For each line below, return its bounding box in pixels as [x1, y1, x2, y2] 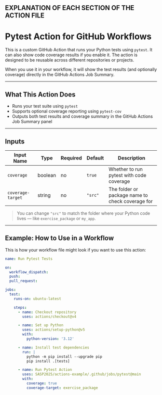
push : [9, 274, 21, 279]
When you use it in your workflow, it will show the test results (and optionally [5, 66, 157, 72]
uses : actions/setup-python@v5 [22, 327, 85, 332]
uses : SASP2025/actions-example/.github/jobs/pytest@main [22, 372, 141, 377]
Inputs [5, 137, 25, 145]
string [38, 191, 51, 198]
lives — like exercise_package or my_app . [16, 215, 96, 221]
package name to [108, 191, 148, 198]
